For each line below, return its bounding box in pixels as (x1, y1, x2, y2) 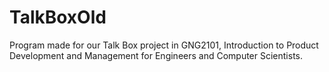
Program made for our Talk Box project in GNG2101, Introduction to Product (9, 39, 319, 51)
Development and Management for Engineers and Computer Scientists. (9, 49, 304, 61)
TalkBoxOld (9, 6, 107, 29)
